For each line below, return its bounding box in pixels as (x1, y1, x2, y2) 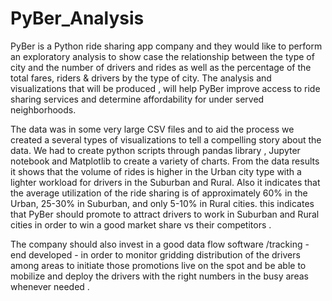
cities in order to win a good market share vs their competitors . (10, 218, 272, 231)
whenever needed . (10, 280, 90, 292)
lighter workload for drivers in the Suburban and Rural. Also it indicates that (10, 176, 321, 188)
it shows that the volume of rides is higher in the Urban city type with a (10, 165, 302, 177)
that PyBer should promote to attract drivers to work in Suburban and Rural (10, 208, 320, 220)
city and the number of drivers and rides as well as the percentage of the (10, 61, 312, 73)
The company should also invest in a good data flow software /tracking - (10, 238, 310, 250)
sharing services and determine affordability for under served (10, 93, 265, 105)
